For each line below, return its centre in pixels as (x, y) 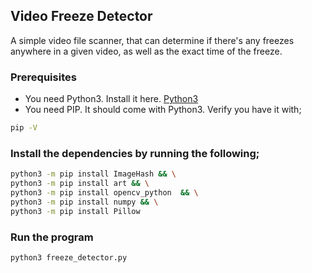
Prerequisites (43, 77)
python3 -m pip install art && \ (80, 184)
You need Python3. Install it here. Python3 (111, 99)
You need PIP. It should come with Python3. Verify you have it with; (163, 110)
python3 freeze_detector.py (69, 257)
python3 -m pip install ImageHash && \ (93, 174)
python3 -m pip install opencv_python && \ (104, 193)
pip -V (24, 128)
